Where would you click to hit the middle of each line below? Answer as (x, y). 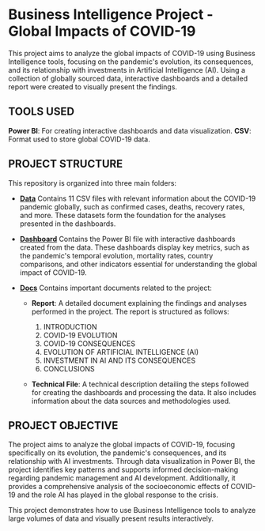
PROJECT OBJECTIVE (63, 426)
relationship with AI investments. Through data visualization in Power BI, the (132, 461)
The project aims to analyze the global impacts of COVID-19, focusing (122, 445)
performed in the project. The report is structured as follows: (130, 311)
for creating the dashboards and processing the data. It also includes (144, 392)
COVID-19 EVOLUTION (80, 335)
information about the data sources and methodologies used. (131, 401)
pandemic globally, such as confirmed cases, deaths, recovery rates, (132, 206)
